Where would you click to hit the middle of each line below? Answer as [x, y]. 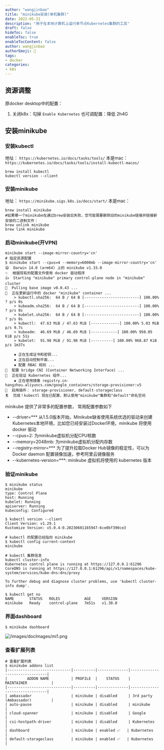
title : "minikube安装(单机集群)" [37, 14]
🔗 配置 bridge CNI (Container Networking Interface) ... [65, 371]
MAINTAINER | [29, 683]
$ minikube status [24, 485]
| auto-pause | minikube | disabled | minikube [78, 704]
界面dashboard [23, 616]
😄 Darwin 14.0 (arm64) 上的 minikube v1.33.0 [54, 268]
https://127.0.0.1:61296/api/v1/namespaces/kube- [105, 569]
